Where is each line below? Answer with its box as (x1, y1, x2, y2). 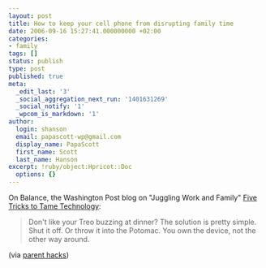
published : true (8, 72, 63, 80)
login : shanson (15, 125, 67, 133)
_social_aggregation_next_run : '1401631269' (15, 95, 169, 103)
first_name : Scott (15, 148, 79, 156)
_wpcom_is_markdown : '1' (15, 110, 100, 119)
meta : (8, 80, 27, 88)
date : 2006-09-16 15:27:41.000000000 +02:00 (8, 27, 161, 35)
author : (8, 118, 35, 126)
